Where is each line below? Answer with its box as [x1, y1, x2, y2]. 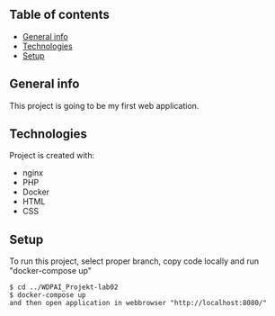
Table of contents [9, 7, 110, 23]
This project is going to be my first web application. [9, 100, 200, 111]
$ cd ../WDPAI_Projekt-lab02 [9, 283, 119, 292]
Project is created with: [9, 150, 95, 161]
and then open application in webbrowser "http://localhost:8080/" [9, 299, 268, 308]
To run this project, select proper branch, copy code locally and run [9, 256, 259, 266]
